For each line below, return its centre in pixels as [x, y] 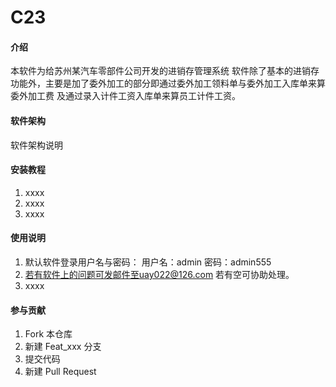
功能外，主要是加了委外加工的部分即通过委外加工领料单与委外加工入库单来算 [168, 83]
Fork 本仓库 [48, 334]
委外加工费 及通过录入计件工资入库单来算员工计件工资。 [125, 96]
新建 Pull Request [60, 372]
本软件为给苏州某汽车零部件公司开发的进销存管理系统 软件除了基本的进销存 [165, 71]
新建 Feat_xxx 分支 [63, 347]
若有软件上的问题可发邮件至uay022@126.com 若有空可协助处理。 [159, 274]
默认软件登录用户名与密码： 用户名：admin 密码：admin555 [148, 262]
